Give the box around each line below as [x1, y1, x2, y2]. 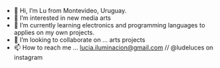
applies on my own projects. [13, 28, 95, 36]
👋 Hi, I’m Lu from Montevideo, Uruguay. [13, 7, 127, 14]
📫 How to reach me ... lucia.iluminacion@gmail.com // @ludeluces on [13, 43, 214, 52]
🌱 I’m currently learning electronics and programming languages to [13, 21, 205, 29]
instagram [13, 54, 43, 61]
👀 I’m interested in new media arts [13, 14, 111, 22]
